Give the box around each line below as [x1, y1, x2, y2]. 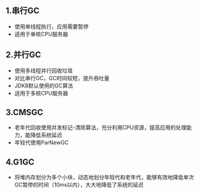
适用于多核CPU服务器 [14, 89, 69, 96]
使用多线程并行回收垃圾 [14, 67, 73, 74]
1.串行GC [5, 5, 40, 16]
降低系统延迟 [30, 131, 63, 139]
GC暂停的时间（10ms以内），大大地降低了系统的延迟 [14, 181, 144, 189]
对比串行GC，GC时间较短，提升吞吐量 [14, 74, 110, 81]
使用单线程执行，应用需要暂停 [14, 23, 89, 30]
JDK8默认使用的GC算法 [14, 82, 73, 89]
